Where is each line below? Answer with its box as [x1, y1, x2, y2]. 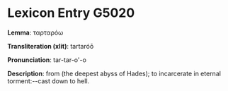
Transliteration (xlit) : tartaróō [7, 42, 94, 50]
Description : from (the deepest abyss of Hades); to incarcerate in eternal [7, 69, 222, 78]
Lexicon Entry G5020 [7, 5, 135, 21]
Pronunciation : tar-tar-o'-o [7, 55, 87, 64]
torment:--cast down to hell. [7, 76, 90, 85]
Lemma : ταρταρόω [7, 28, 64, 37]
